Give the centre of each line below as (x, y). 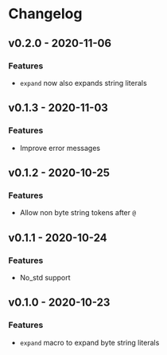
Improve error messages (60, 148)
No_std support (45, 277)
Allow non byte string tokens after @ (78, 213)
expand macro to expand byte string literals (89, 342)
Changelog (45, 14)
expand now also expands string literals (83, 83)
